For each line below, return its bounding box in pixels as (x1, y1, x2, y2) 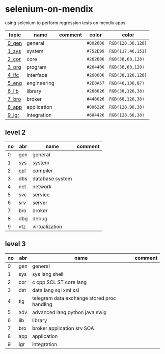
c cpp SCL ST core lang (32, 279, 87, 286)
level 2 (5, 128, 26, 137)
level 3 (5, 240, 26, 248)
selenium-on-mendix (5, 3, 93, 15)
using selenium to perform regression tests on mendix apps (5, 20, 126, 26)
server (32, 199, 48, 206)
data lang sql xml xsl (32, 287, 80, 294)
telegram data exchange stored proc (32, 295, 116, 301)
